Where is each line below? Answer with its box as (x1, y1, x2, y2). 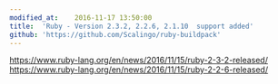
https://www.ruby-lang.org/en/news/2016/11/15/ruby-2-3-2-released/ (9, 55, 268, 66)
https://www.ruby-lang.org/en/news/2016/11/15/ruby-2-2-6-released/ (9, 64, 269, 75)
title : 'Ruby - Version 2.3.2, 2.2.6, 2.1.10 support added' (9, 22, 254, 31)
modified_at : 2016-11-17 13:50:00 (9, 13, 153, 23)
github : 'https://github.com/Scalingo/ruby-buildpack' (9, 30, 222, 39)
